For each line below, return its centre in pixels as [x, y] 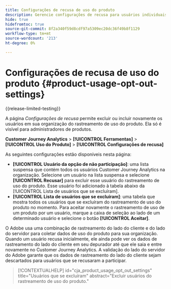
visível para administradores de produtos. [49, 129]
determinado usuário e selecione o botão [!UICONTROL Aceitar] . [81, 218]
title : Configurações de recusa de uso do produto [60, 10]
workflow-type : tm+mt [28, 34]
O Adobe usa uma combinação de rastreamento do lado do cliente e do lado [85, 228]
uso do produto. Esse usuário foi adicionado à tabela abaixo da [79, 186]
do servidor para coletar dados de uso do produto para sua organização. [82, 233]
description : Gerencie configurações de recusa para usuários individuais [86, 15]
